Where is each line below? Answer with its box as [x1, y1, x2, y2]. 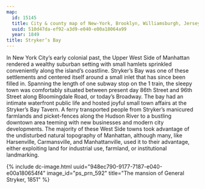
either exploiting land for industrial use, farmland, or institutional [6, 144, 167, 152]
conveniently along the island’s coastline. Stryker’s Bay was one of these [6, 67, 189, 74]
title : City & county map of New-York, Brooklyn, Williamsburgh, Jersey [12, 20, 201, 26]
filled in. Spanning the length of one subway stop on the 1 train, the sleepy [6, 80, 192, 87]
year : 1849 [12, 32, 40, 38]
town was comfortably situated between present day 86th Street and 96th [6, 87, 193, 93]
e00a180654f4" [6, 169, 46, 177]
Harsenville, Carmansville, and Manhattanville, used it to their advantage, [6, 138, 190, 145]
